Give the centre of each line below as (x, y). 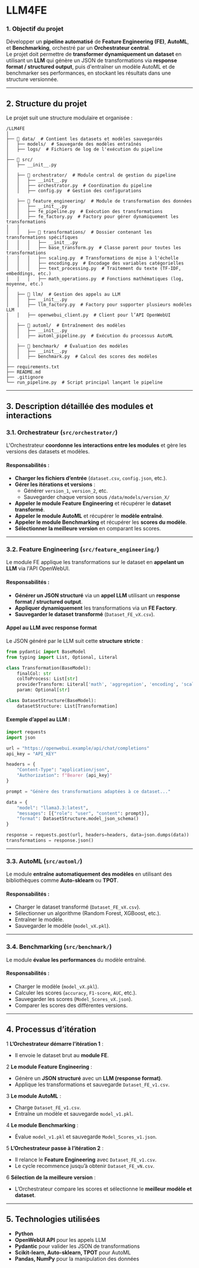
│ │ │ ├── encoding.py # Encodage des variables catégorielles (95, 263)
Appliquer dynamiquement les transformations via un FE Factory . (96, 608)
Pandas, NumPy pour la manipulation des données (77, 1259)
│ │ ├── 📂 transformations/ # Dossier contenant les (79, 232)
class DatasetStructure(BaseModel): (51, 701)
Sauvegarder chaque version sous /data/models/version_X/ (97, 497)
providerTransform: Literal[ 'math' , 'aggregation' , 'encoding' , (98, 684)
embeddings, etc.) (29, 274)
